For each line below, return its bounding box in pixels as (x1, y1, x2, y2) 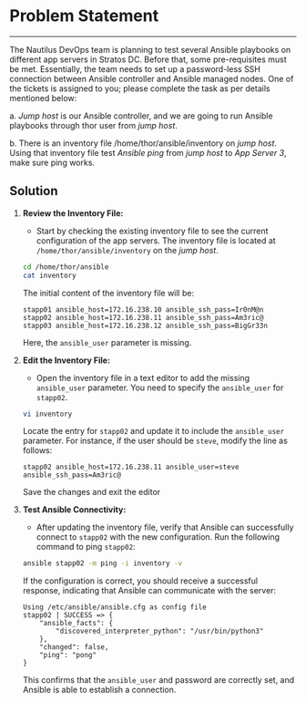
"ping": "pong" (39, 651, 97, 660)
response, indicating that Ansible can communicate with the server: (22, 585, 276, 596)
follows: (22, 445, 53, 456)
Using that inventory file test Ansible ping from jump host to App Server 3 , (9, 147, 287, 158)
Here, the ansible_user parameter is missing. (22, 336, 192, 347)
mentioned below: (9, 92, 77, 103)
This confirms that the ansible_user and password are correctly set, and (22, 675, 295, 686)
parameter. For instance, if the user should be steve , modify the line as (22, 435, 289, 447)
